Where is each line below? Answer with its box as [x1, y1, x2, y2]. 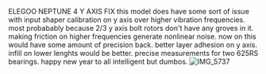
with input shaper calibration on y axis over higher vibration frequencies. [8, 15, 245, 24]
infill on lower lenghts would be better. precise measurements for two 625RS [8, 49, 259, 57]
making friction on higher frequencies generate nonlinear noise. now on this [8, 31, 256, 41]
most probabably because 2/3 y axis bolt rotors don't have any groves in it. [8, 24, 254, 32]
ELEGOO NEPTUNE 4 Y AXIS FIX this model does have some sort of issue [8, 7, 250, 16]
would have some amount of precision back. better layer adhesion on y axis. [8, 40, 258, 50]
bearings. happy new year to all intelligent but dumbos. [8, 57, 188, 66]
